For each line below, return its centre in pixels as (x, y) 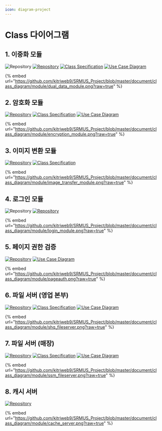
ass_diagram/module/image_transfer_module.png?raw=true (65, 182)
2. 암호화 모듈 (24, 103)
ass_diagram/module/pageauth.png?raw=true (51, 279)
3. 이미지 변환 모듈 (31, 151)
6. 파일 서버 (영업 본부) (37, 295)
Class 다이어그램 (37, 35)
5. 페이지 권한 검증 (31, 247)
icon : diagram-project (28, 9)
